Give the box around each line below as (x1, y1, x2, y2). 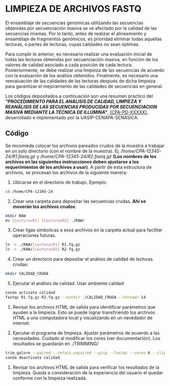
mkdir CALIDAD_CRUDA (5, 271, 49, 276)
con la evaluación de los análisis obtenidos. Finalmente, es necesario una (5, 72, 158, 78)
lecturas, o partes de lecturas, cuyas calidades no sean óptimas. (5, 41, 140, 47)
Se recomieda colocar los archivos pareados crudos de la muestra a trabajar (5, 142, 165, 149)
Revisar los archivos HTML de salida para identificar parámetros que (12, 304, 156, 310)
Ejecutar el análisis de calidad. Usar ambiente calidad (12, 280, 124, 286)
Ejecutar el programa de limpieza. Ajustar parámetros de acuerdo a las (12, 329, 160, 336)
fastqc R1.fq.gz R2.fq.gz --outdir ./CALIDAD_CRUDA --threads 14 (5, 295, 146, 300)
